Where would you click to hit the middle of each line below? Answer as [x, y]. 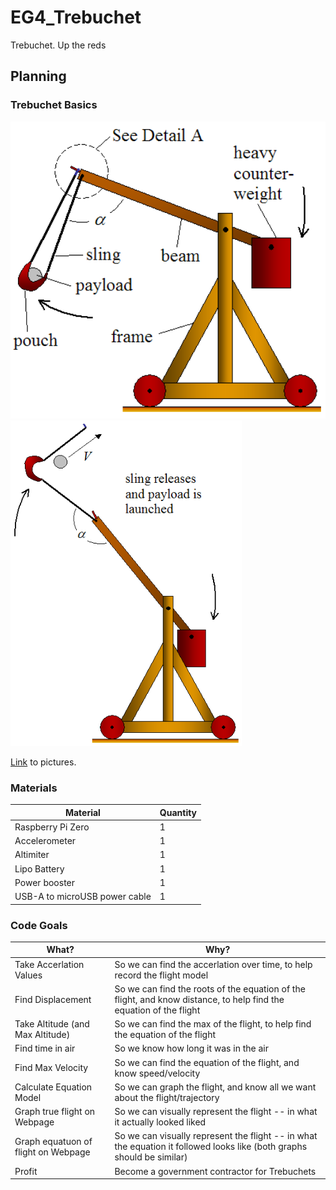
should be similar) [151, 1157]
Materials [34, 788]
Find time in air [45, 1048]
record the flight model [161, 975]
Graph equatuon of [53, 1141]
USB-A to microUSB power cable [83, 897]
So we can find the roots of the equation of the [210, 988]
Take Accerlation [49, 964]
